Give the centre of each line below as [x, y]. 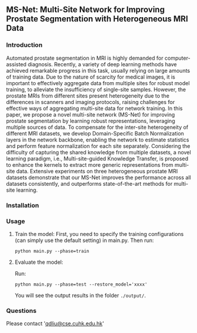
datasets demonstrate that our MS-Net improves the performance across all [98, 177]
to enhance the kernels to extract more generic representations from [90, 164]
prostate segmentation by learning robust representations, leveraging [91, 121]
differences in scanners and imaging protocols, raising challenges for [91, 102]
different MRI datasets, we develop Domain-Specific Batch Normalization [95, 133]
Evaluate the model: [39, 262]
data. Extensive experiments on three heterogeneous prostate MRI [97, 171]
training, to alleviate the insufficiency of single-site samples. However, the [96, 89]
